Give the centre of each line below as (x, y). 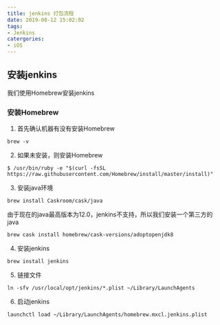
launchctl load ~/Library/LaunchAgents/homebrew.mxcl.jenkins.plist (107, 315)
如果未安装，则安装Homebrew (60, 155)
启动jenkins (33, 302)
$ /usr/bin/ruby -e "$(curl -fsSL (57, 168)
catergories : (26, 39)
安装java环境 (35, 188)
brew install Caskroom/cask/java (55, 201)
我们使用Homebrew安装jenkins (51, 93)
